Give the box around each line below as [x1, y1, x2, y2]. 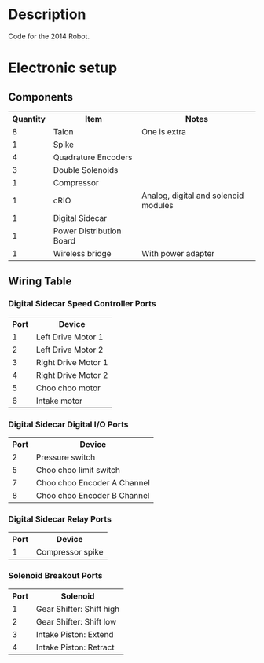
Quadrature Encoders [53, 152, 133, 163]
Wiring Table [8, 275, 72, 288]
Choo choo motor [35, 383, 101, 394]
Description [8, 5, 86, 24]
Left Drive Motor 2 [35, 344, 104, 355]
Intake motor [35, 395, 83, 406]
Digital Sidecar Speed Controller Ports [8, 299, 156, 310]
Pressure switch [35, 452, 96, 463]
